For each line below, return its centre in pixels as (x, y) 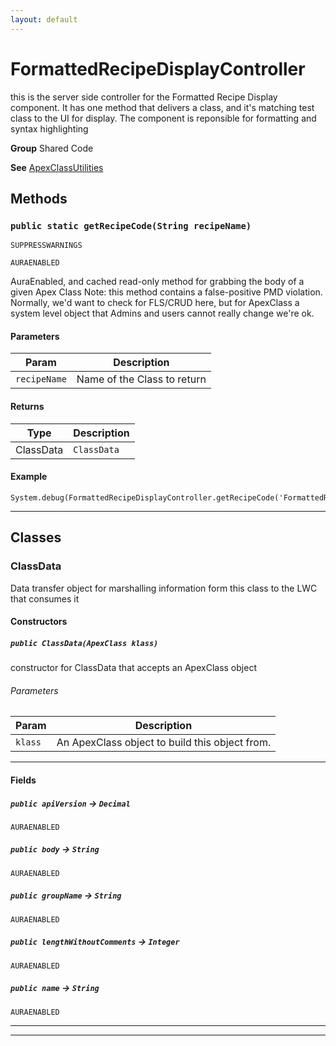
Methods (39, 198)
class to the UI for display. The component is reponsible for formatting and (163, 118)
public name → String (55, 988)
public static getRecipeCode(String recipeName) (131, 225)
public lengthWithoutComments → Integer (95, 942)
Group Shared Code (52, 148)
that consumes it (45, 598)
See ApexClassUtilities (57, 167)
